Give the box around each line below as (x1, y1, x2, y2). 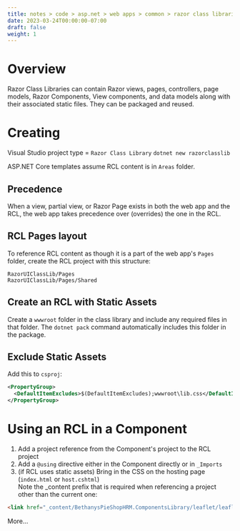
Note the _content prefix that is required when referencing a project (17, 482, 216, 491)
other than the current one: (17, 490, 98, 498)
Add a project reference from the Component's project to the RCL (17, 444, 211, 453)
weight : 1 (7, 30, 37, 38)
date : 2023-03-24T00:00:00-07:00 (7, 17, 107, 24)
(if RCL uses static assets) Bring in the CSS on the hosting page (17, 467, 206, 475)
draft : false (7, 24, 46, 31)
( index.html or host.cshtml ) (17, 475, 100, 483)
